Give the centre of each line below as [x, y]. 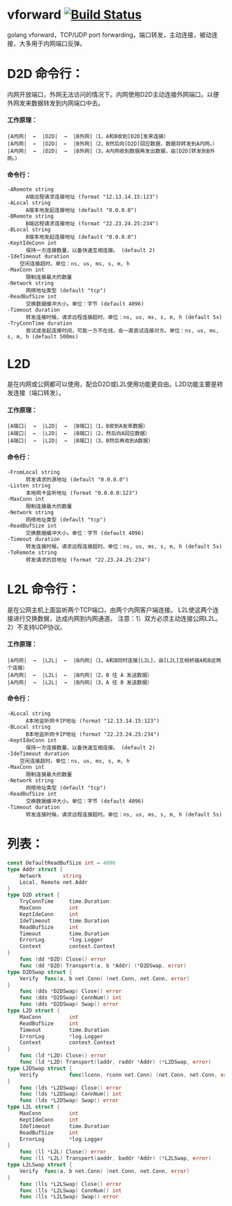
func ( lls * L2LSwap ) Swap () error [69, 1197]
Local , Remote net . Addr [54, 882]
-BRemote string [30, 217]
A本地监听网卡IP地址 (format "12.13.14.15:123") [93, 721]
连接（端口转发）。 [39, 393]
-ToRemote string [32, 553]
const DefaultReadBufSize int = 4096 [61, 863]
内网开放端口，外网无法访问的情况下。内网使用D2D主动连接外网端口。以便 [113, 94]
